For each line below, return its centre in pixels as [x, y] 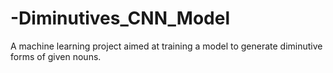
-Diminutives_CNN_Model [120, 18]
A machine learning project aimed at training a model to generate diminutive [166, 46]
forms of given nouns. [56, 56]
